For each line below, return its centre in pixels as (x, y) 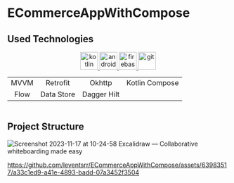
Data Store (58, 94)
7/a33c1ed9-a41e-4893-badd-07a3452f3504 (73, 172)
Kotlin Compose (152, 83)
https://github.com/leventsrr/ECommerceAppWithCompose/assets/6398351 (117, 165)
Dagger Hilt (101, 94)
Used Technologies (50, 39)
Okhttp (101, 83)
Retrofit (58, 83)
